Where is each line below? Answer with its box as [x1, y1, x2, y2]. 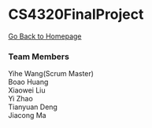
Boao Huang [8, 77, 49, 87]
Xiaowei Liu [8, 86, 46, 95]
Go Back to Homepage [8, 31, 82, 41]
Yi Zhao [8, 94, 33, 104]
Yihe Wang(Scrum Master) [8, 69, 95, 79]
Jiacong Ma [8, 111, 46, 120]
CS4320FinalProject [8, 5, 144, 24]
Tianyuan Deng [8, 102, 57, 112]
